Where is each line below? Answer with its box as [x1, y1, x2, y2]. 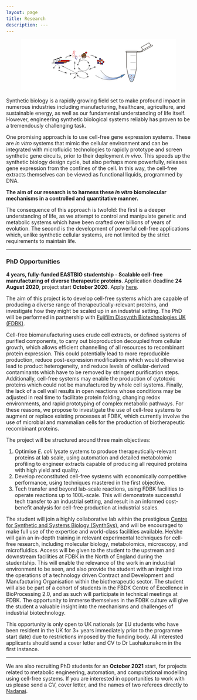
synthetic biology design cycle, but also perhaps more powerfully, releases [6, 158, 188, 165]
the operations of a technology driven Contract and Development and [6, 571, 174, 579]
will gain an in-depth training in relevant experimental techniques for [6, 534, 171, 541]
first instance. [6, 645, 39, 652]
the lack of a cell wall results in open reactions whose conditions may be [6, 387, 182, 394]
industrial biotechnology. [6, 609, 66, 616]
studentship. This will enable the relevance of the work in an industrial [6, 559, 175, 566]
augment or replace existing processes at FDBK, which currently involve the [6, 412, 189, 419]
